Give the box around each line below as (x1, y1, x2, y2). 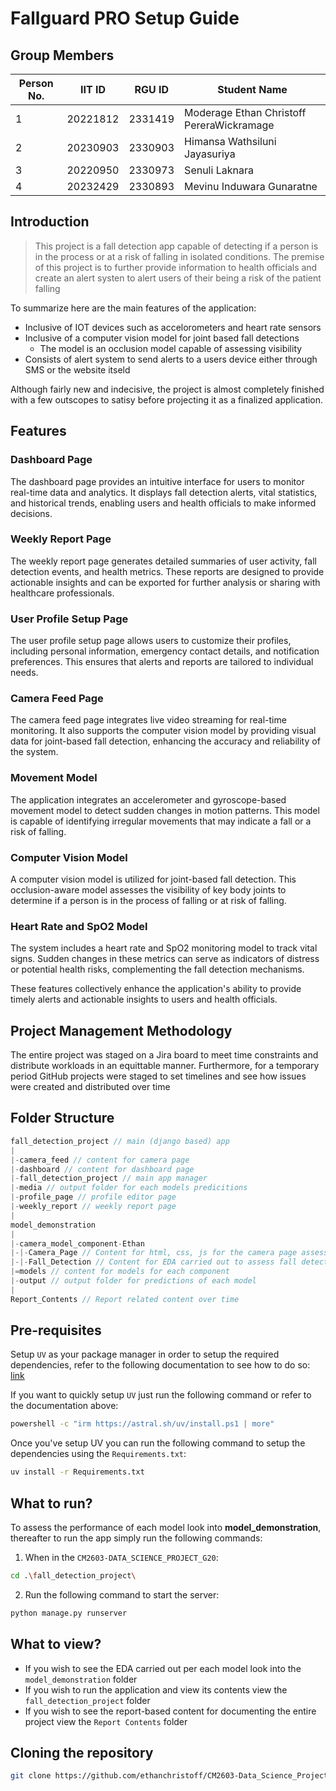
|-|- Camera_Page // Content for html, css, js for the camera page (10, 1248, 298, 1258)
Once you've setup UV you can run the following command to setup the (10, 1437, 306, 1449)
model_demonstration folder (24, 1673, 138, 1685)
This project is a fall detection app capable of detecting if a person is (34, 240, 319, 252)
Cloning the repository (10, 1744, 154, 1761)
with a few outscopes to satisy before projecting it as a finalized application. (10, 393, 324, 406)
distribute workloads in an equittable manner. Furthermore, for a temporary (10, 1060, 320, 1072)
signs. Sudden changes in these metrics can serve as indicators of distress (10, 953, 320, 965)
